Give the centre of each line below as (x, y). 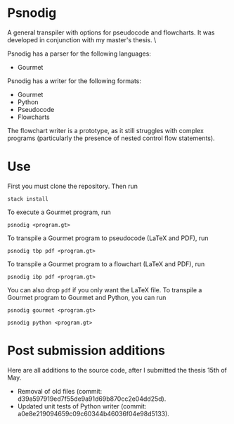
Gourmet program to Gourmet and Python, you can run (87, 297)
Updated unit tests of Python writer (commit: (82, 406)
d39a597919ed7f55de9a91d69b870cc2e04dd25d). (92, 399)
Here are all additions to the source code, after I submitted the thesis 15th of (117, 370)
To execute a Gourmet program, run (59, 212)
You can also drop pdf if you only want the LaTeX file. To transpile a (105, 289)
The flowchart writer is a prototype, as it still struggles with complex (105, 130)
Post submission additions (86, 351)
